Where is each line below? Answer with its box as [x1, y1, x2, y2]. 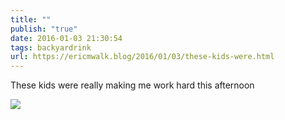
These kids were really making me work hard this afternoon [10, 79, 255, 91]
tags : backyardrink [10, 42, 92, 53]
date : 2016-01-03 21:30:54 [10, 33, 123, 43]
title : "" [10, 14, 52, 25]
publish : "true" [10, 24, 78, 34]
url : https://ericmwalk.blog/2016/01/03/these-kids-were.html [10, 52, 275, 62]
